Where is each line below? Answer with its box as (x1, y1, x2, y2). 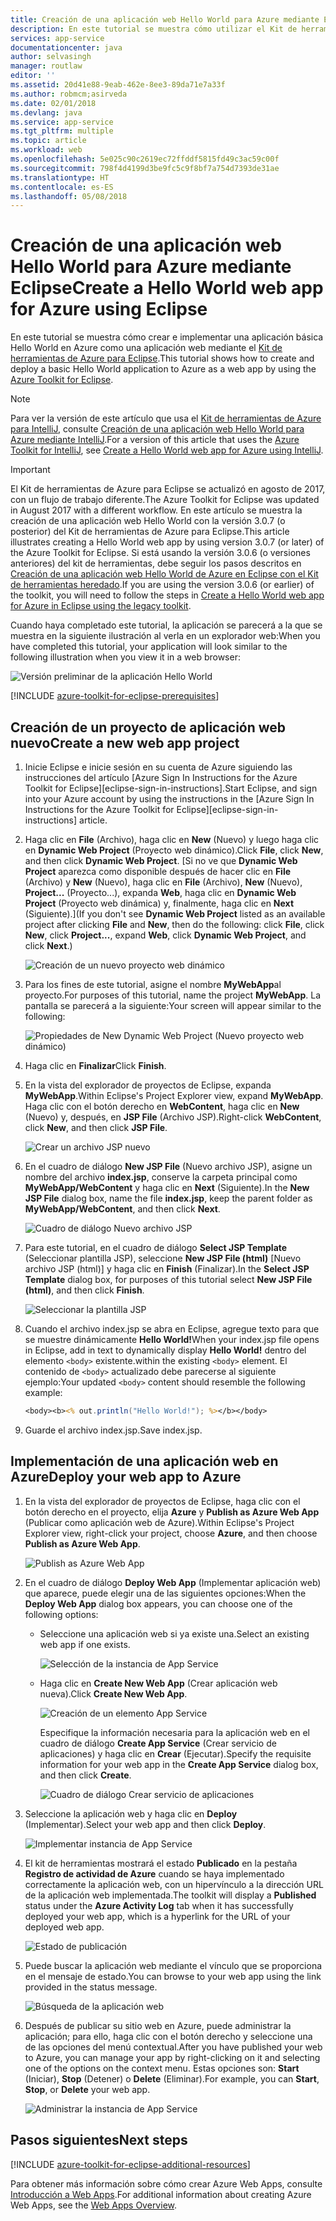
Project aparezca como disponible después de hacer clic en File (24, 866, 292, 877)
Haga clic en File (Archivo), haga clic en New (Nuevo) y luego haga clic (24, 834, 320, 845)
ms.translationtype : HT (10, 172, 110, 183)
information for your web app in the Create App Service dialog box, (39, 1758, 319, 1770)
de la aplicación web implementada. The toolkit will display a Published (24, 1889, 317, 1901)
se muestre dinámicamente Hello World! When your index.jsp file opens (24, 1334, 320, 1345)
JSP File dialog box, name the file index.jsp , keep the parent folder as (24, 1192, 313, 1204)
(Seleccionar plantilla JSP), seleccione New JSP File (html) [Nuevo (24, 1252, 302, 1264)
